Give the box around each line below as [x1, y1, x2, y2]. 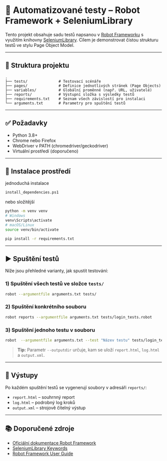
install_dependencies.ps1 [5, 190, 59, 195]
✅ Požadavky [5, 119, 48, 128]
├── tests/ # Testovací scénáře [5, 79, 101, 84]
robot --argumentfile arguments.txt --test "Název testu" [5, 337, 130, 343]
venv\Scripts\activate [5, 218, 52, 223]
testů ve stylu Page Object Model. [5, 42, 75, 48]
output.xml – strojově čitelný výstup [12, 405, 86, 411]
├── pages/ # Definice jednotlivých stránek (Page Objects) [5, 83, 162, 88]
